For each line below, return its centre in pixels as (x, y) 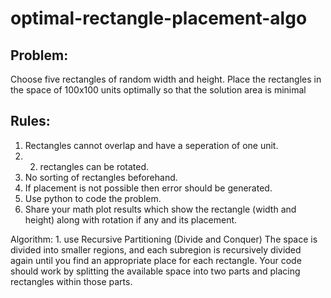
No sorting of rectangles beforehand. (101, 177)
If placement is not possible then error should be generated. (148, 188)
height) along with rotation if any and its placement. (131, 219)
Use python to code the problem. (93, 198)
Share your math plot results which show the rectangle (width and (160, 209)
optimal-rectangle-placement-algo (159, 18)
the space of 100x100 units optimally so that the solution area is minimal (158, 90)
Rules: (30, 121)
